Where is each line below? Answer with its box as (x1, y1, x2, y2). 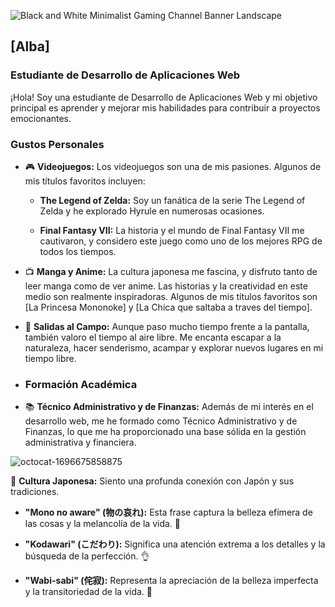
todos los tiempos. (39, 245, 117, 257)
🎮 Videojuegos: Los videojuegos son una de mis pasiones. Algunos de (24, 160, 322, 172)
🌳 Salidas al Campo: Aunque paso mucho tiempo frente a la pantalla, (24, 320, 310, 332)
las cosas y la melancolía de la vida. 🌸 (24, 518, 181, 530)
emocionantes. (10, 112, 72, 124)
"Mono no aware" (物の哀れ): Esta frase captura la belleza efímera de (24, 506, 313, 519)
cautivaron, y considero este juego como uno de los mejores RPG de (39, 235, 323, 247)
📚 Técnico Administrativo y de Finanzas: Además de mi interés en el (24, 401, 314, 413)
